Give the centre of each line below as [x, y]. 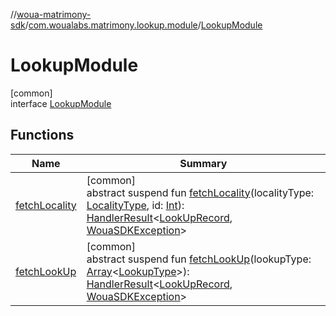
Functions [42, 135]
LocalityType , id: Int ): [135, 205]
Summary [203, 163]
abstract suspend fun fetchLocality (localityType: [200, 192]
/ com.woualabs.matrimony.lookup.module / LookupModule [143, 25]
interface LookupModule [61, 103]
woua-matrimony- [54, 14]
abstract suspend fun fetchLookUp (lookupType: [199, 259]
